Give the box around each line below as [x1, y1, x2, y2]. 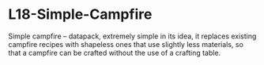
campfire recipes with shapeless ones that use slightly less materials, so [8, 39, 243, 49]
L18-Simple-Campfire [8, 5, 153, 23]
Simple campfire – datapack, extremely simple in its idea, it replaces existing [8, 31, 257, 41]
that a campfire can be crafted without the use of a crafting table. [8, 48, 221, 57]
